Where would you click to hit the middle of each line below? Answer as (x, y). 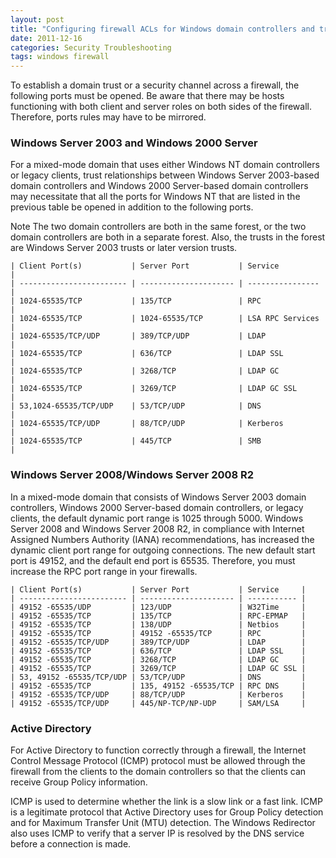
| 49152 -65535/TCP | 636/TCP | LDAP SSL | (158, 651)
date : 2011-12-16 (46, 38)
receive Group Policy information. (79, 782)
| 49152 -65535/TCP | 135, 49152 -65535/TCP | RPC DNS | (158, 686)
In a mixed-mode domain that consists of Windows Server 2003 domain (158, 497)
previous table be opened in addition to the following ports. (132, 207)
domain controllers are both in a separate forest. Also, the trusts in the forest (168, 237)
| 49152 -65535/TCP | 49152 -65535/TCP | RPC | (158, 633)
